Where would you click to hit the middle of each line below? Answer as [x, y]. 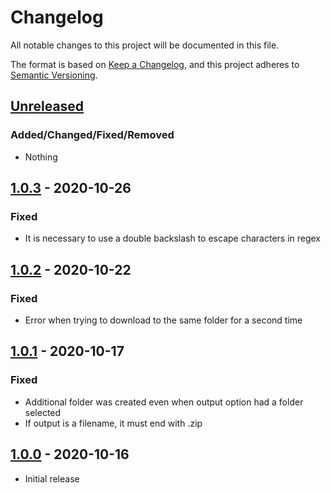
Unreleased [47, 106]
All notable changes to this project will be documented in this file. [145, 45]
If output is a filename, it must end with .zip [113, 423]
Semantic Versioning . [54, 75]
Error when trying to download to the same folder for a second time [163, 320]
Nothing [41, 157]
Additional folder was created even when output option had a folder [164, 402]
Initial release [52, 478]
